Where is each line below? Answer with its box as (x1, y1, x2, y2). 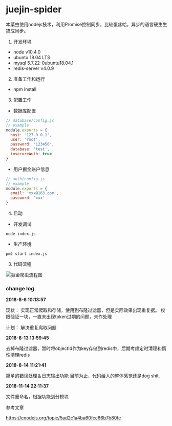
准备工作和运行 (13, 76, 45, 82)
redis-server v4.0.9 (13, 65, 54, 71)
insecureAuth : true (10, 152, 52, 157)
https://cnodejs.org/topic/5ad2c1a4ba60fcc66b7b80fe (6, 415, 121, 421)
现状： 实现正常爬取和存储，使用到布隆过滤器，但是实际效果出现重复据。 (6, 307, 160, 313)
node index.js (6, 231, 36, 237)
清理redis (10, 352, 30, 358)
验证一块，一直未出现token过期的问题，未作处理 (10, 313, 112, 320)
